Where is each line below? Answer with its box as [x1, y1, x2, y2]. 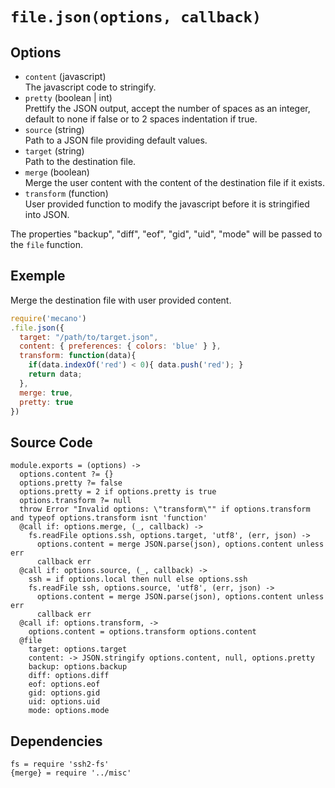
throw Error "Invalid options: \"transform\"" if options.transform [19, 504, 311, 515]
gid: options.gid [28, 688, 101, 698]
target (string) [24, 145, 85, 157]
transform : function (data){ [19, 351, 137, 361]
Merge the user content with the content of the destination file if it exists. [24, 177, 325, 188]
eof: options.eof [28, 679, 101, 690]
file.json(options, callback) [10, 8, 262, 27]
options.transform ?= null [19, 496, 132, 506]
